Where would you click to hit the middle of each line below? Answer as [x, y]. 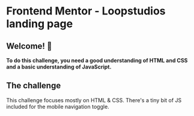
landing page [40, 24]
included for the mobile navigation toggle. [58, 106]
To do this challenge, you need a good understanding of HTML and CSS [97, 60]
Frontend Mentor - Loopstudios [86, 11]
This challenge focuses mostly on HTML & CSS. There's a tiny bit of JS [94, 100]
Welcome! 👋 [29, 46]
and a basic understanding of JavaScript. [59, 67]
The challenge [34, 86]
